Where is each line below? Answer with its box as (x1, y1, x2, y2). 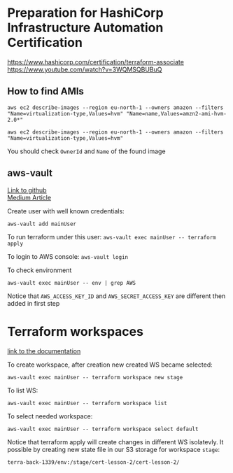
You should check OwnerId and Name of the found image (7, 147, 166, 155)
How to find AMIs (7, 85, 84, 97)
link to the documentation (7, 346, 81, 355)
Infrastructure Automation (7, 20, 164, 36)
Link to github (7, 185, 47, 194)
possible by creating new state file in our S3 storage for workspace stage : (7, 445, 220, 453)
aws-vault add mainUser (7, 220, 77, 227)
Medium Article (7, 193, 51, 202)
